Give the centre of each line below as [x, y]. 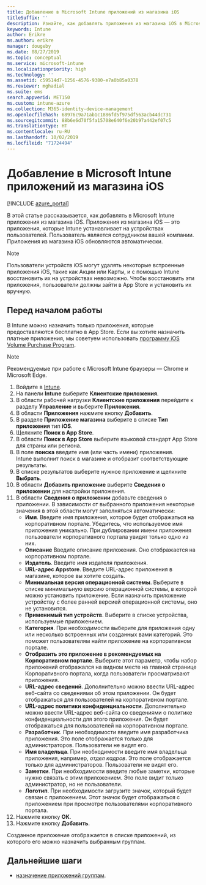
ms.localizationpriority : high [47, 69]
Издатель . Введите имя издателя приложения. [86, 563]
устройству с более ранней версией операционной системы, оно [111, 602]
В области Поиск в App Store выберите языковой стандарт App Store [107, 439]
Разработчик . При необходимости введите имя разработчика [107, 732]
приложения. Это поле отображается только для [89, 739]
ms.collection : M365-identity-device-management [70, 109]
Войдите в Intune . [39, 387]
